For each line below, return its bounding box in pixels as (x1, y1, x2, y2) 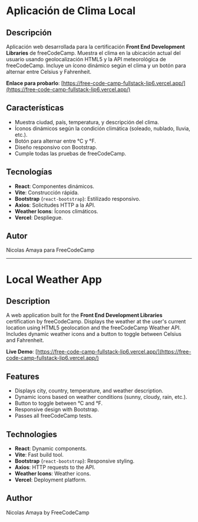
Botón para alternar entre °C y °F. (14, 137, 96, 144)
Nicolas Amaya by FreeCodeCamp (6, 508, 90, 516)
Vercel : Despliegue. (14, 214, 63, 221)
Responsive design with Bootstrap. (14, 406, 99, 413)
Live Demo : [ (6, 348, 38, 355)
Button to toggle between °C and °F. (14, 399, 103, 407)
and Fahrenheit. (6, 337, 44, 344)
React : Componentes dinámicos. (14, 183, 94, 190)
